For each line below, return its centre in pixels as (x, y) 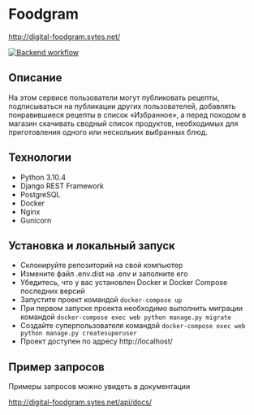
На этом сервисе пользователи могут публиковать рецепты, (114, 97)
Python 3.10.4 (43, 177)
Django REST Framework (62, 186)
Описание (35, 78)
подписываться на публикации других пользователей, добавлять (122, 106)
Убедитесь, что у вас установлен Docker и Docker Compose (124, 283)
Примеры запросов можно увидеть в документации (99, 387)
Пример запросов (57, 367)
